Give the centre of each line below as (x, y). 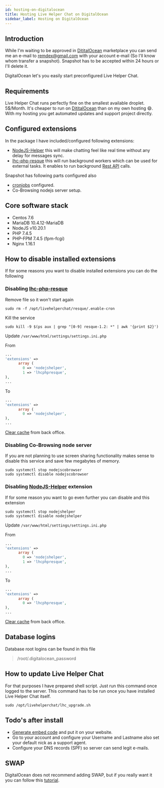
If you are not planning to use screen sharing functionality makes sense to (80, 456)
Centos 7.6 (23, 217)
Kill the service (20, 318)
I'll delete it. (17, 66)
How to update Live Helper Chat (55, 674)
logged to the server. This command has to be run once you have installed (80, 691)
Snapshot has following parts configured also (51, 175)
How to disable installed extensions (60, 259)
